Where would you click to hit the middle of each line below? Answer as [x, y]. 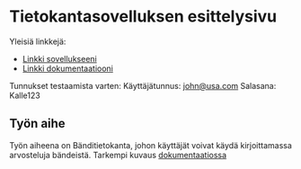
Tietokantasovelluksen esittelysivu [143, 17]
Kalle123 [25, 95]
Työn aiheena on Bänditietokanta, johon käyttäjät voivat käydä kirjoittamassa [150, 145]
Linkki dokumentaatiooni [68, 68]
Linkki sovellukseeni [59, 58]
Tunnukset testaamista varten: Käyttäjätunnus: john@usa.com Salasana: [143, 85]
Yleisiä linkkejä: [38, 41]
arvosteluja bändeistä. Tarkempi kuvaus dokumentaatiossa [118, 155]
